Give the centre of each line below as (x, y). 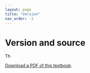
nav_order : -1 (19, 18)
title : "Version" (23, 14)
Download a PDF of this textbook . (39, 66)
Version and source (45, 43)
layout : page (18, 9)
